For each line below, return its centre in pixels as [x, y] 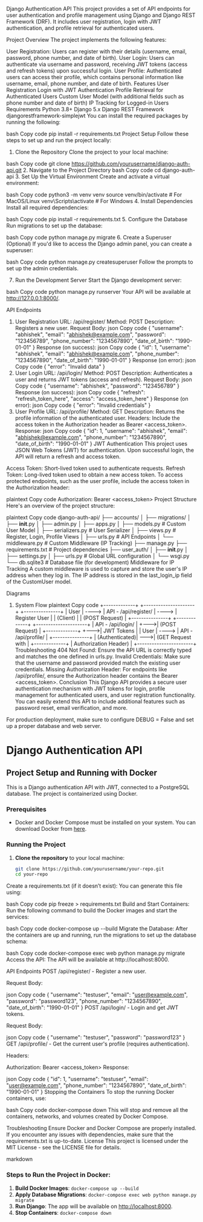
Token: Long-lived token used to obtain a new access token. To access [95, 475]
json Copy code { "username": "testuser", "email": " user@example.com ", [97, 995]
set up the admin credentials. [42, 268]
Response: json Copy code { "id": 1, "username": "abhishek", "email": [101, 431]
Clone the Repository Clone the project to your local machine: [92, 152]
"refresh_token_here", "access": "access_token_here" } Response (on [101, 399]
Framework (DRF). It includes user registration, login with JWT [84, 21]
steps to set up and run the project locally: [59, 140]
